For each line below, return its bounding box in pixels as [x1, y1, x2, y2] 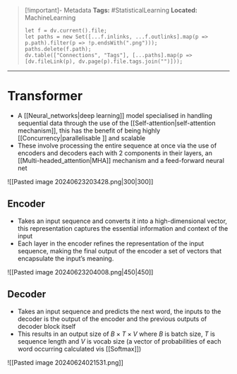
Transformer [7, 88, 83, 104]
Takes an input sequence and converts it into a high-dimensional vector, [17, 217, 228, 225]
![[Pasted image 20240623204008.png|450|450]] [7, 267, 154, 276]
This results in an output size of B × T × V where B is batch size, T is [17, 330, 215, 338]
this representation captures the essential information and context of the [17, 224, 229, 232]
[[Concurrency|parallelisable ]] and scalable [17, 133, 146, 142]
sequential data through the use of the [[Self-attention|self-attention [17, 119, 216, 127]
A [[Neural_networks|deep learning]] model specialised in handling [17, 111, 213, 119]
